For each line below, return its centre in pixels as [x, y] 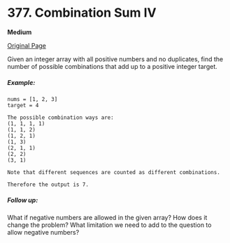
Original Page [27, 45]
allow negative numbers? [43, 232]
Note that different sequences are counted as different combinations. [114, 172]
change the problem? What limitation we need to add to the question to [109, 225]
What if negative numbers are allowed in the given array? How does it [107, 217]
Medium [20, 32]
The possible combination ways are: [60, 117]
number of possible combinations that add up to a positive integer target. [113, 66]
